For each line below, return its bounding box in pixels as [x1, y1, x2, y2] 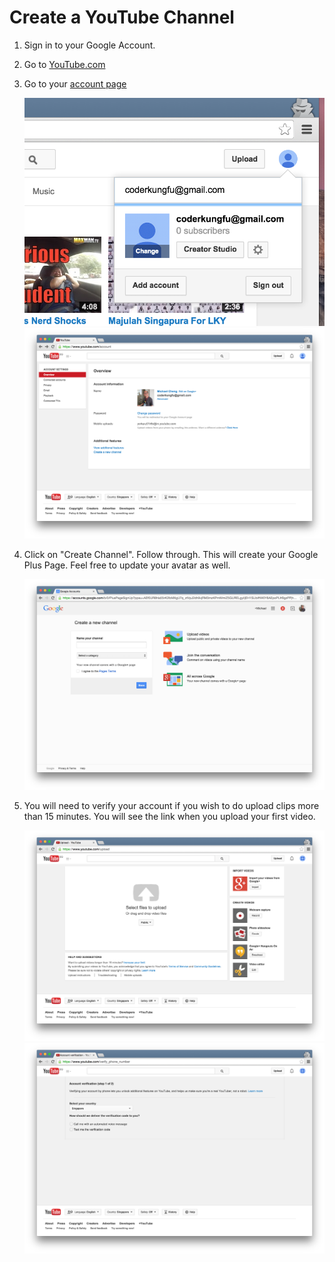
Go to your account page [23, 77, 127, 90]
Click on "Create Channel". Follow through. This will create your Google [23, 548, 319, 560]
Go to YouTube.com [23, 58, 106, 70]
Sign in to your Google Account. [23, 39, 156, 51]
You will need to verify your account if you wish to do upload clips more [23, 800, 320, 812]
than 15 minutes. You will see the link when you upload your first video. [23, 811, 316, 823]
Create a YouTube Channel [9, 6, 235, 29]
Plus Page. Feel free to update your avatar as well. [23, 559, 231, 571]
